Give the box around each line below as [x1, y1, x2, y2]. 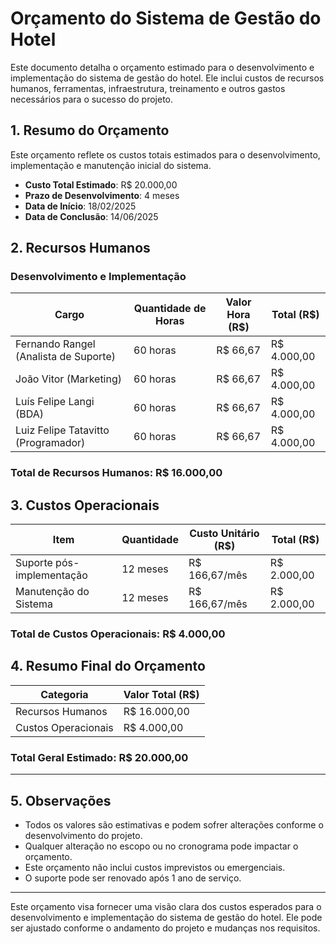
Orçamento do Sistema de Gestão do [10, 7, 322, 30]
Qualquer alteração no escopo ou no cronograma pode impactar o [24, 840, 299, 852]
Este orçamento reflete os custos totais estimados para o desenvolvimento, [10, 148, 321, 161]
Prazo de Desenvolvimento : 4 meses [24, 189, 180, 201]
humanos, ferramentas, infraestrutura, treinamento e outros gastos [10, 82, 286, 94]
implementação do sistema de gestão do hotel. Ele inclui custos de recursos [10, 72, 325, 84]
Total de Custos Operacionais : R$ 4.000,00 [10, 627, 226, 641]
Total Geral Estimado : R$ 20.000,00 [10, 750, 189, 764]
